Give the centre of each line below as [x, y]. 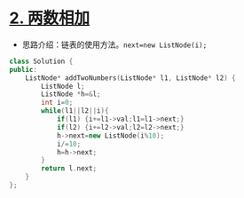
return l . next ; [69, 169]
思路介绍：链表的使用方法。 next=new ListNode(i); [114, 44]
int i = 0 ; [57, 103]
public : [24, 69]
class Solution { [41, 61]
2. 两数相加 [50, 18]
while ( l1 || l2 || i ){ [75, 111]
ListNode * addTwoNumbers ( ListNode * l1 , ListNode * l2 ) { [131, 78]
